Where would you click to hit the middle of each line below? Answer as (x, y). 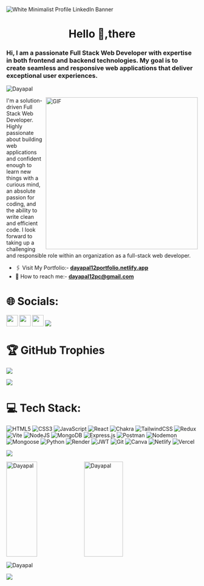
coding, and (21, 204)
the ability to (22, 210)
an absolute (21, 191)
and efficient (22, 223)
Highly (14, 126)
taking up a (20, 243)
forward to (19, 236)
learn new (19, 172)
